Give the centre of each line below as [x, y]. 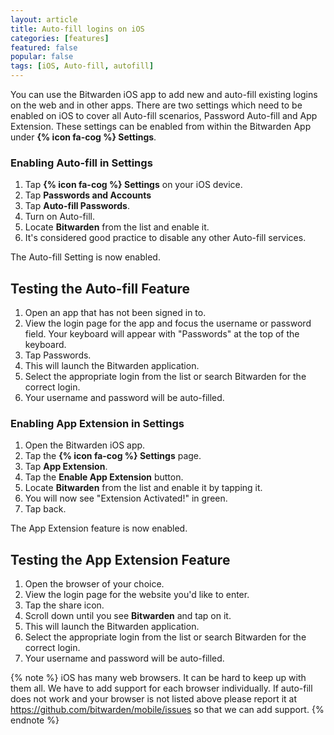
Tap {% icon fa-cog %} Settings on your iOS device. [133, 185]
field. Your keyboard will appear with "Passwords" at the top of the [162, 334]
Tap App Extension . [66, 467]
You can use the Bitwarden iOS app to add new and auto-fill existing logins [164, 94]
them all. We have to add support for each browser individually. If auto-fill [161, 688]
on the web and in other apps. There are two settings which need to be [156, 105]
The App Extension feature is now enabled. [99, 528]
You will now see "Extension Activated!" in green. [126, 498]
